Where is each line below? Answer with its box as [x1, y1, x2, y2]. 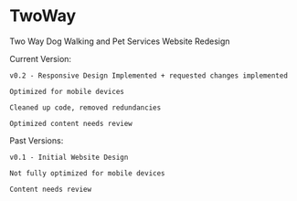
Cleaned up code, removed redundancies [9, 102, 162, 112]
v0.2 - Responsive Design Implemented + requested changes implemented [9, 70, 288, 80]
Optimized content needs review [9, 119, 133, 128]
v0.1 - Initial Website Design [9, 153, 129, 162]
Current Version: [9, 53, 71, 64]
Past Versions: [9, 134, 64, 146]
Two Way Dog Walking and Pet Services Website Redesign [9, 36, 230, 47]
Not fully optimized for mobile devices [9, 168, 166, 178]
